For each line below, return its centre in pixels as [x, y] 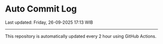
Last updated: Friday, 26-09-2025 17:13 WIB [49, 22]
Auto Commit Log [41, 9]
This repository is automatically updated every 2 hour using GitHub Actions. [81, 36]
